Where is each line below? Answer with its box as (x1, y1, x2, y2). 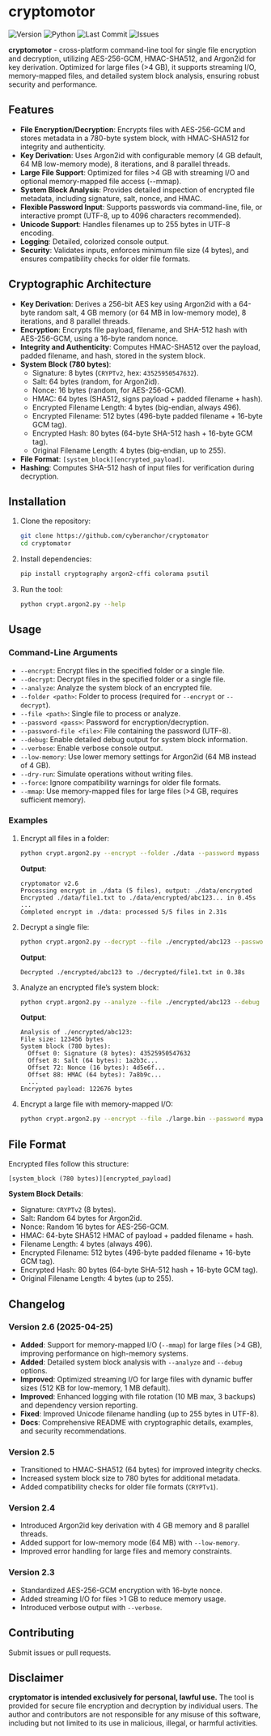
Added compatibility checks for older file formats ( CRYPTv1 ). (19, 1482, 218, 1492)
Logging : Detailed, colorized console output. (19, 236, 170, 246)
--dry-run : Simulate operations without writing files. (19, 769, 193, 779)
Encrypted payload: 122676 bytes (19, 1085, 133, 1094)
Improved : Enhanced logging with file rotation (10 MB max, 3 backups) (19, 1391, 256, 1401)
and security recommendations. (19, 1426, 127, 1436)
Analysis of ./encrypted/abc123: (19, 1029, 133, 1037)
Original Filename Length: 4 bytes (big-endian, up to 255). (32, 445, 227, 455)
